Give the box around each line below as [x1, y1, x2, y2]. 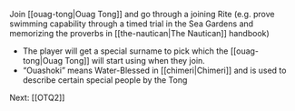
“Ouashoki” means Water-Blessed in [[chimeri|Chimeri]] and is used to [22, 65, 287, 76]
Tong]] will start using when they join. [64, 55, 206, 66]
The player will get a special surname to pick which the [22, 45, 229, 56]
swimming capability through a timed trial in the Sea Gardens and [9, 18, 254, 29]
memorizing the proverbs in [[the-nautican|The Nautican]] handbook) [9, 28, 270, 38]
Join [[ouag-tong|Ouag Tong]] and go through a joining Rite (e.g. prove [9, 9, 275, 19]
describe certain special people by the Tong [22, 75, 188, 86]
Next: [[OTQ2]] [9, 92, 65, 103]
